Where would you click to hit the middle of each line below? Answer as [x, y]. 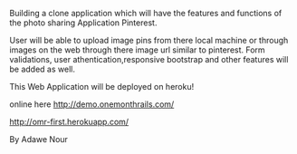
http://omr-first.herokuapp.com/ [69, 122]
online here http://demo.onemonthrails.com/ [92, 104]
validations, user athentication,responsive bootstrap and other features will [149, 59]
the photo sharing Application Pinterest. [83, 23]
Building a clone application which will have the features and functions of [146, 13]
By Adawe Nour [38, 139]
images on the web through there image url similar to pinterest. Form [137, 50]
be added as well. [42, 69]
